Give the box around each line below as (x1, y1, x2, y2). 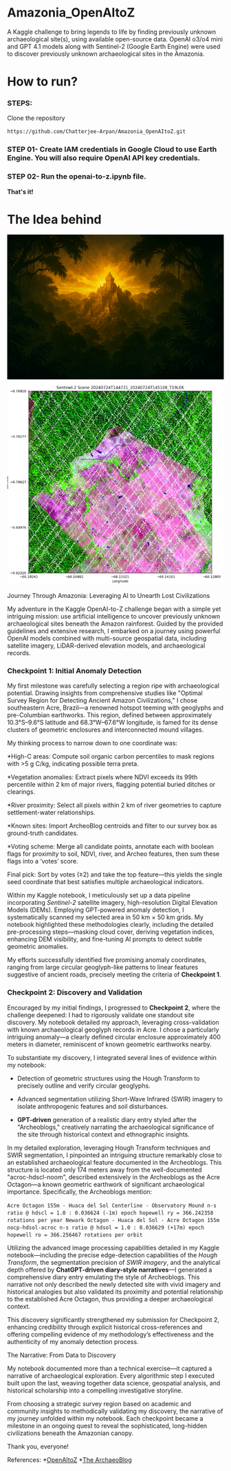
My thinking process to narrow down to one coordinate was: (7, 739, 177, 748)
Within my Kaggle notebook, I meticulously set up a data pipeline (7, 891, 191, 899)
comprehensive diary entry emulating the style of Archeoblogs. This (7, 1272, 200, 1281)
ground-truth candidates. (7, 829, 79, 837)
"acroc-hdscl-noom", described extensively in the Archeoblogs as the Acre (7, 1172, 220, 1181)
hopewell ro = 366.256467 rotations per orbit (7, 1231, 143, 1239)
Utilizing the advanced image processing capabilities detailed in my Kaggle (7, 1243, 220, 1252)
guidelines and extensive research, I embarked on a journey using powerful (7, 627, 221, 635)
